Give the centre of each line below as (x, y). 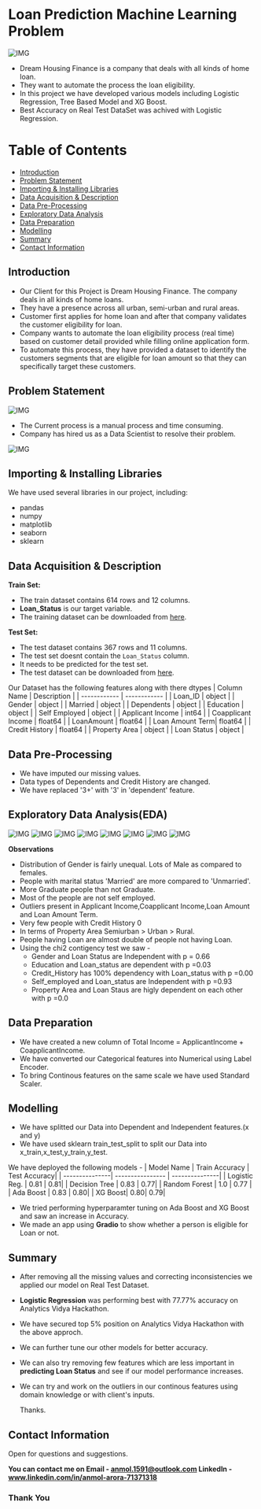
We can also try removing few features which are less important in (127, 1363)
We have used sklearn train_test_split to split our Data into (113, 1144)
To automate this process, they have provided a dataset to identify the (133, 350)
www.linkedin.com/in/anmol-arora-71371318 (83, 1477)
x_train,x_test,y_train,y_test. (64, 1152)
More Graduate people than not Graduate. (87, 889)
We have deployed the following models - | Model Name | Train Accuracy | (129, 1167)
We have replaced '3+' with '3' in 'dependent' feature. (107, 790)
